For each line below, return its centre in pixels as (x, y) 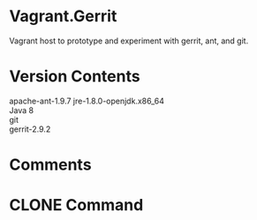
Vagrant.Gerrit (63, 16)
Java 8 (21, 110)
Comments (50, 165)
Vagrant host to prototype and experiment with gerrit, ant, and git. (129, 41)
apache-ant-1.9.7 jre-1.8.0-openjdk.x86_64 (87, 101)
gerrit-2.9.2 (30, 129)
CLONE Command (76, 205)
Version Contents (75, 76)
